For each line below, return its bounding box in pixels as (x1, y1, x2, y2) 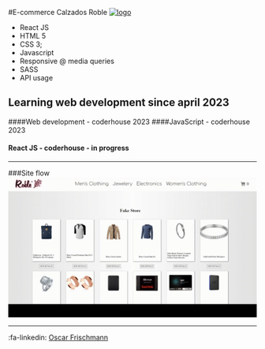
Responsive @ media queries (19, 56, 114, 66)
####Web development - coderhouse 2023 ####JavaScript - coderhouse (8, 117, 251, 126)
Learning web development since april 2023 (8, 96, 230, 110)
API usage (19, 73, 54, 82)
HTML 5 (19, 32, 47, 40)
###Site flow (8, 168, 50, 178)
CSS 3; (19, 39, 43, 49)
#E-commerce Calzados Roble (8, 8, 108, 17)
